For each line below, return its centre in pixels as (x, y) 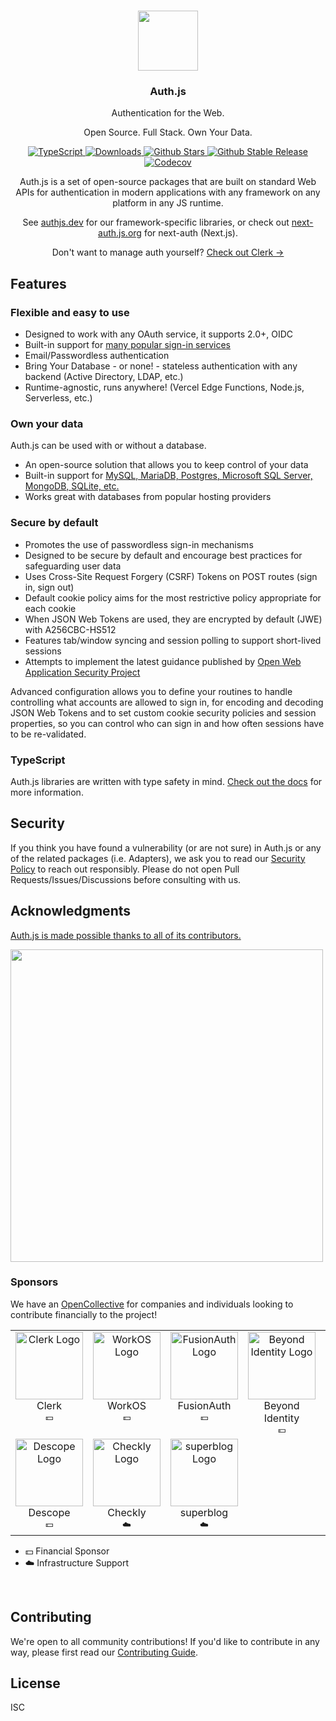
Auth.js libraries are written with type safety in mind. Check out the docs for (166, 781)
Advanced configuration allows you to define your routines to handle (151, 691)
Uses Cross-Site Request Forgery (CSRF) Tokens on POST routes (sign (171, 576)
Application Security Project (82, 672)
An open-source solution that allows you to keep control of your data (166, 465)
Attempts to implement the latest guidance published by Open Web (163, 661)
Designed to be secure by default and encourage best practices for (163, 555)
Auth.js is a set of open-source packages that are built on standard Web (168, 182)
